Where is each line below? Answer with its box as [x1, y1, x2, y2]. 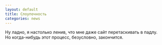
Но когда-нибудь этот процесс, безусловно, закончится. [5, 34, 123, 40]
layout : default [5, 7, 38, 12]
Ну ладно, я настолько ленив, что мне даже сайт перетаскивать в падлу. [5, 30, 158, 35]
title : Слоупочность [5, 12, 47, 16]
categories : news [5, 16, 40, 21]
